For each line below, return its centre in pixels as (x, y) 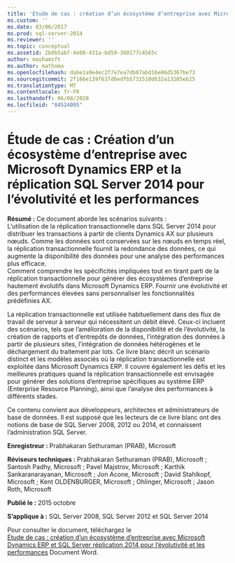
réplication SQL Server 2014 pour (106, 185)
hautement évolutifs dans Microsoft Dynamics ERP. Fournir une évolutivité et (117, 285)
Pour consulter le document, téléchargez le (69, 529)
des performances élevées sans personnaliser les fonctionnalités (101, 293)
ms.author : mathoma (36, 66)
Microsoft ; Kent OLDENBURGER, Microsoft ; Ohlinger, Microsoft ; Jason (111, 482)
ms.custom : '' (28, 20)
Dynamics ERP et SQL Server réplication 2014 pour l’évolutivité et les (106, 545)
